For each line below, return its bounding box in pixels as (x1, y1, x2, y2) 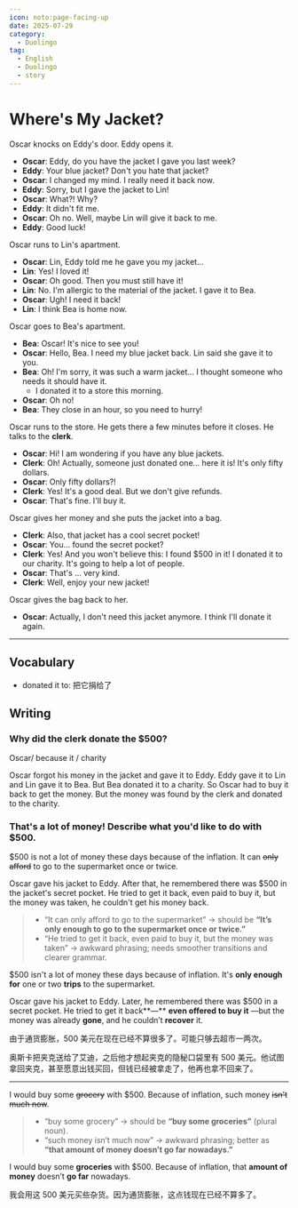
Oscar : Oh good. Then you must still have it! (21, 275, 184, 285)
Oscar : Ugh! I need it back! (21, 294, 122, 305)
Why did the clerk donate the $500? (9, 732, 168, 745)
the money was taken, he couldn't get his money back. (9, 897, 209, 908)
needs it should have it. (21, 375, 108, 387)
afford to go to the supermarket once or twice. (9, 861, 179, 872)
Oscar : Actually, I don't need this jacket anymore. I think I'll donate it (21, 611, 272, 622)
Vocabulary (9, 655, 75, 670)
